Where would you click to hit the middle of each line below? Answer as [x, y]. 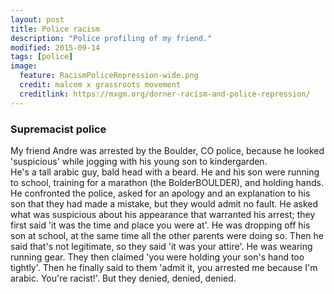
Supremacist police [58, 129]
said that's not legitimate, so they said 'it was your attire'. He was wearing [161, 246]
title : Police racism [55, 29]
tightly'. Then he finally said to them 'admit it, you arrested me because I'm [164, 267]
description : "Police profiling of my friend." [111, 38]
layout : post [37, 19]
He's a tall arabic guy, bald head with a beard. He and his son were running [165, 172]
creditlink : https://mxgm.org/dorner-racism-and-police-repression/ [165, 94]
